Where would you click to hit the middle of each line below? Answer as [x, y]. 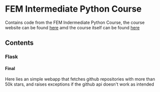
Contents [19, 43]
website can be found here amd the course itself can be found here [72, 27]
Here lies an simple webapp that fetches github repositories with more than [80, 79]
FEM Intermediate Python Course [73, 9]
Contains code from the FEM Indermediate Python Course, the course [75, 22]
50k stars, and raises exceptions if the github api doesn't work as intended [80, 84]
